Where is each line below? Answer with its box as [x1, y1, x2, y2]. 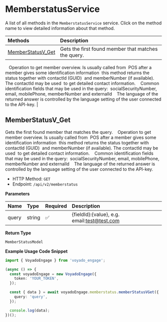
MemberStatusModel [5, 239, 43, 244]
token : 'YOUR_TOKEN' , [14, 276, 59, 281]
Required [45, 203, 67, 210]
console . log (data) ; [9, 308, 50, 313]
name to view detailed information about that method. [5, 25, 115, 31]
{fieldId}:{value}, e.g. [72, 211, 120, 217]
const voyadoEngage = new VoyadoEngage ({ [9, 271, 97, 277]
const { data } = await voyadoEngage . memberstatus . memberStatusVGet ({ [9, 290, 159, 295]
